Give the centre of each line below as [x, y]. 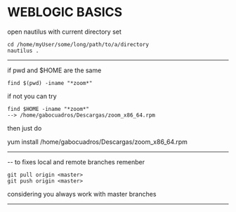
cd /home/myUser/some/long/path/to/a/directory [78, 44]
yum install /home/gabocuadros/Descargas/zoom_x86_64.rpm [98, 142]
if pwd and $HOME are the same [54, 70]
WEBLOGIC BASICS [65, 12]
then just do [25, 128]
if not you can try [32, 96]
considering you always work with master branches [82, 194]
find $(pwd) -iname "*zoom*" [50, 83]
